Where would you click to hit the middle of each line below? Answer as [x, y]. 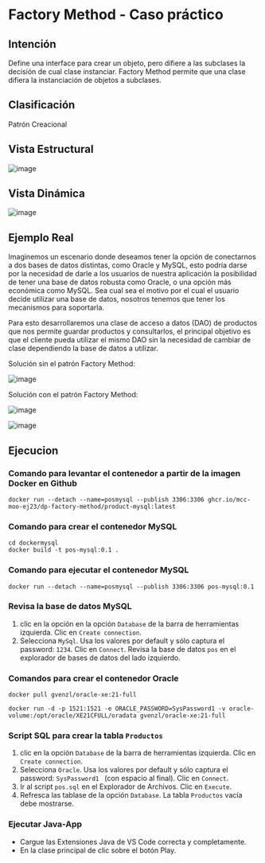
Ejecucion [33, 450]
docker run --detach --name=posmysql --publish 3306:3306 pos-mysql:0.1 [131, 587]
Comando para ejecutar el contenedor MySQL [99, 570]
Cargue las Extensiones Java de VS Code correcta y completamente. [133, 842]
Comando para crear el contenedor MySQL [93, 526]
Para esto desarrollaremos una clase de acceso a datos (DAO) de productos [133, 323]
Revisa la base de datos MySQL [70, 607]
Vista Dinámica [47, 194]
